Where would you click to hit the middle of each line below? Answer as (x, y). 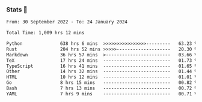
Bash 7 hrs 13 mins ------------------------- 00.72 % (102, 88)
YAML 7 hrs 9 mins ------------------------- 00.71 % (102, 94)
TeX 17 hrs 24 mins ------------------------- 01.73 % (102, 60)
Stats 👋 (17, 10)
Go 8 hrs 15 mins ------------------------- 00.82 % (102, 83)
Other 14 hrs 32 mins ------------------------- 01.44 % (102, 71)
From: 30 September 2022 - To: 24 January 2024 (67, 22)
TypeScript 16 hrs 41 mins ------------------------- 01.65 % (102, 66)
